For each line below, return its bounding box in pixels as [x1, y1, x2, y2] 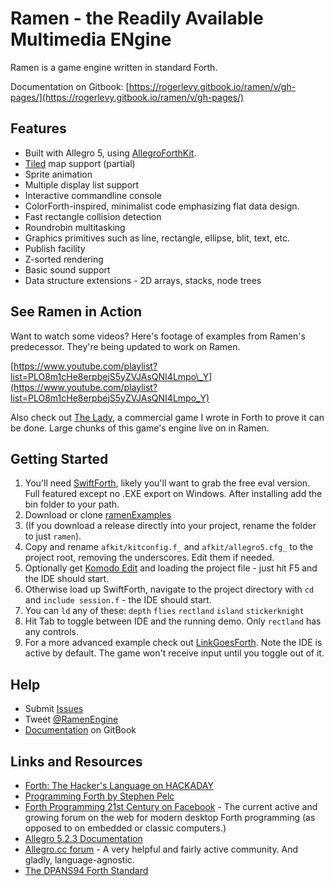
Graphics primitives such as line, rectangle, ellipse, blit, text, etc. [24, 232, 291, 244]
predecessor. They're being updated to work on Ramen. [10, 340, 241, 352]
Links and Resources [10, 753, 143, 770]
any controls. [24, 626, 80, 638]
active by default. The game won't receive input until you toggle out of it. [24, 647, 325, 659]
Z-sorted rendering [24, 253, 104, 265]
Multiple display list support [24, 178, 140, 191]
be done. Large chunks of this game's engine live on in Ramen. [10, 422, 270, 434]
